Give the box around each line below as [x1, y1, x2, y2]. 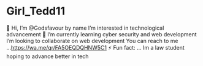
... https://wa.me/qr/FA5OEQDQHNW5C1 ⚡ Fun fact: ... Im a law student [6, 44, 185, 51]
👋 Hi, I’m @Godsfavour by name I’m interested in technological [6, 24, 164, 31]
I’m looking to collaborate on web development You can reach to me [6, 37, 178, 44]
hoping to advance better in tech [6, 53, 89, 60]
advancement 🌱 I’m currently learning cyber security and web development [6, 30, 197, 38]
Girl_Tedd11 [6, 4, 66, 18]
